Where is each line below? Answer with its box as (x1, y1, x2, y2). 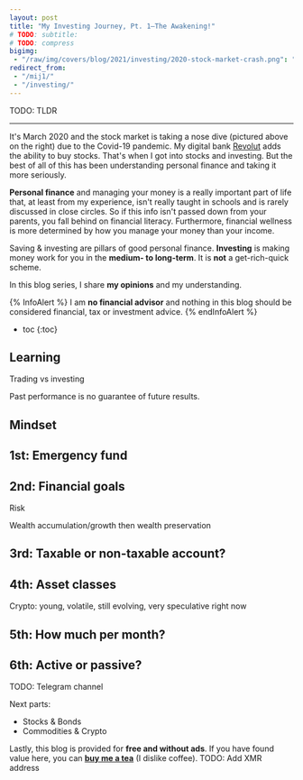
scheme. (9, 262, 42, 272)
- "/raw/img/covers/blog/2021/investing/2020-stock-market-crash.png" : (13, 55, 289, 64)
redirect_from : (9, 64, 67, 73)
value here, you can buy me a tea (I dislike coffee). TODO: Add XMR (9, 753, 262, 764)
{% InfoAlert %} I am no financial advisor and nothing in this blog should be (9, 297, 292, 307)
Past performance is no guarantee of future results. (9, 391, 200, 402)
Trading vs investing (9, 373, 85, 384)
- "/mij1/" (13, 72, 54, 81)
